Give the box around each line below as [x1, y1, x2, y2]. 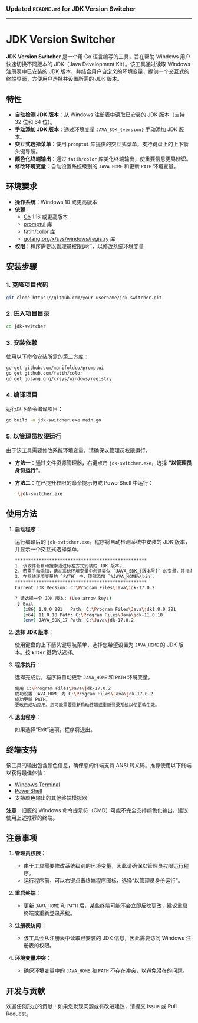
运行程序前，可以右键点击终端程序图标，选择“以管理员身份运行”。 [23, 877, 183, 884]
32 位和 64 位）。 [14, 119, 56, 126]
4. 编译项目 [6, 391, 38, 399]
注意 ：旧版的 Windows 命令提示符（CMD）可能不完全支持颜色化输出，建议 [6, 806, 189, 813]
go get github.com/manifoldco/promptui [6, 365, 104, 371]
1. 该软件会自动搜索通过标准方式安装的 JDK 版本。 [14, 563, 124, 568]
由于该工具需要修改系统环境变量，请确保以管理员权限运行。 [6, 446, 151, 453]
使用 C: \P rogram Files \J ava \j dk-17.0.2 [14, 685, 111, 692]
